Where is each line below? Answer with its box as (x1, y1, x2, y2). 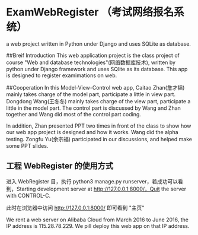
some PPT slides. (6, 142, 49, 149)
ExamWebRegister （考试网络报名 (6, 5, 174, 19)
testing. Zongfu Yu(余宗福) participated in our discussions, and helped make (6, 135, 193, 142)
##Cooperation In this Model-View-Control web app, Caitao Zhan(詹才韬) (6, 84, 185, 91)
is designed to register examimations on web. (6, 72, 117, 79)
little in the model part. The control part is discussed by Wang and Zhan (6, 104, 181, 112)
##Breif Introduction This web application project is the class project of (6, 52, 180, 59)
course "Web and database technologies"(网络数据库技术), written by (6, 59, 176, 66)
